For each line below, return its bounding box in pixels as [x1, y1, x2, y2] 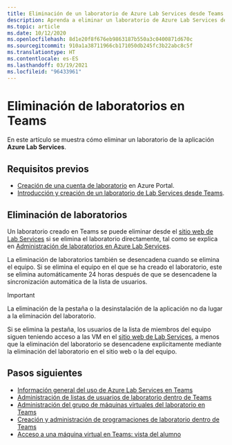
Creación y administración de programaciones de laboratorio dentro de [17, 415, 220, 424]
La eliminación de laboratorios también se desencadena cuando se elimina [7, 256, 220, 264]
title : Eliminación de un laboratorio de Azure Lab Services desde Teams [7, 10, 224, 17]
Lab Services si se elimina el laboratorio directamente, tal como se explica [7, 235, 218, 243]
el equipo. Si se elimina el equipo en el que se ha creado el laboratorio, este [7, 263, 222, 271]
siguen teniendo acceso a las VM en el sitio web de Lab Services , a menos [7, 333, 220, 341]
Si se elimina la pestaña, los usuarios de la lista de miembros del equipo [7, 325, 211, 333]
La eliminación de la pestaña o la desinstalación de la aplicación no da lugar [7, 304, 223, 313]
